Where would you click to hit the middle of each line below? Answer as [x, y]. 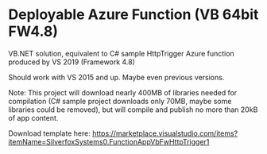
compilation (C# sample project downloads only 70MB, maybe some [120, 101]
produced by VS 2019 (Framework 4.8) [72, 62]
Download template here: [50, 133]
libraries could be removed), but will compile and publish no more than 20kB [133, 110]
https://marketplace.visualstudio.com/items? [165, 133]
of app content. [33, 117]
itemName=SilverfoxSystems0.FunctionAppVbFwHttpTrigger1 [109, 141]
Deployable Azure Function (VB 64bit [133, 15]
